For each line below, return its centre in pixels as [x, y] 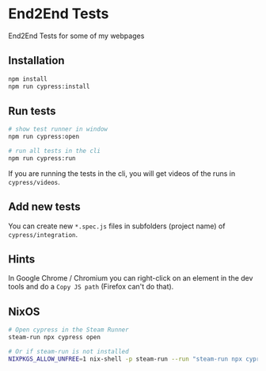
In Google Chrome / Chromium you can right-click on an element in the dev [131, 278]
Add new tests [44, 207]
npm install [28, 79]
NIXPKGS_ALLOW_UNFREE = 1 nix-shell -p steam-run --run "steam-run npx [125, 359]
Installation [36, 61]
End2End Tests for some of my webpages [76, 36]
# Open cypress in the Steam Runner [68, 330]
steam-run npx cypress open [55, 338]
